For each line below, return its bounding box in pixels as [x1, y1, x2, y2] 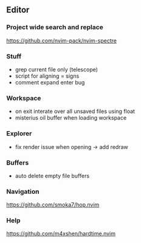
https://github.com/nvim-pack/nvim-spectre [6, 36, 117, 44]
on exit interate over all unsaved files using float [15, 108, 136, 115]
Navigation [6, 187, 40, 196]
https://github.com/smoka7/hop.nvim [6, 201, 100, 208]
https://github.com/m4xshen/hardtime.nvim [6, 230, 116, 238]
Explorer [6, 129, 32, 138]
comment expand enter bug [15, 78, 85, 86]
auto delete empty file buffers [15, 172, 90, 179]
